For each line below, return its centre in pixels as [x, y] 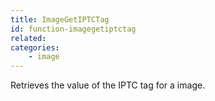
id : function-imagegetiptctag [73, 29]
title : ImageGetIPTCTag [60, 19]
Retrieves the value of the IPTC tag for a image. [108, 85]
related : [28, 38]
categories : [35, 47]
